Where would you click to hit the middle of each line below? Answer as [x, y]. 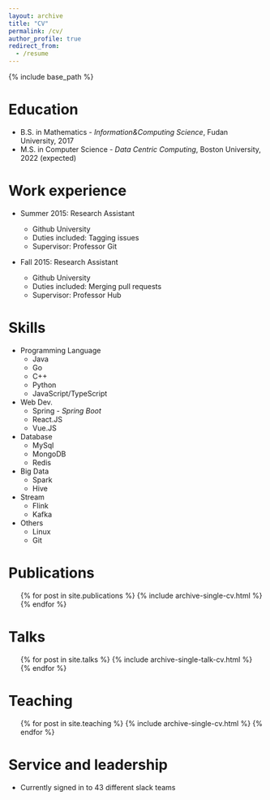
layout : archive [36, 16]
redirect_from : [34, 46]
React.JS [47, 419]
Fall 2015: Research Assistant [69, 262]
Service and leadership [88, 765]
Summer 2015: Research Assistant [77, 213]
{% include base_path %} [51, 77]
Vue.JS [44, 428]
